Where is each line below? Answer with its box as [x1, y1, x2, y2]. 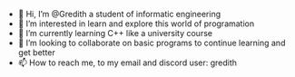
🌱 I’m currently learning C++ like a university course [17, 28, 213, 38]
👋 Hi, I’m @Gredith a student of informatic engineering [17, 9, 221, 19]
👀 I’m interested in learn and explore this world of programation [17, 18, 255, 29]
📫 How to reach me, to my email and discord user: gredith [17, 57, 238, 68]
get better [17, 47, 56, 58]
